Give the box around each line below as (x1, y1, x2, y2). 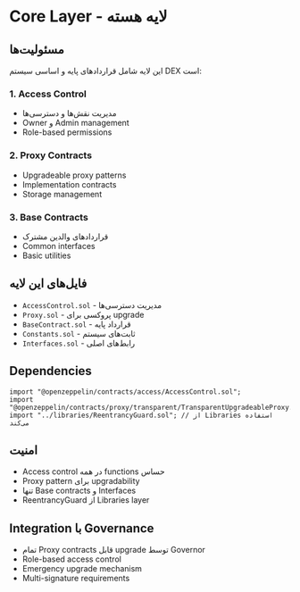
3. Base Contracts (9, 211, 89, 223)
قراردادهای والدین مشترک (21, 230, 109, 242)
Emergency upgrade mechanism (21, 563, 143, 574)
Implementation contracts (21, 179, 117, 189)
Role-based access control (21, 554, 122, 564)
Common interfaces (21, 240, 96, 251)
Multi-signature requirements (21, 573, 130, 584)
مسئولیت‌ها (9, 42, 64, 57)
